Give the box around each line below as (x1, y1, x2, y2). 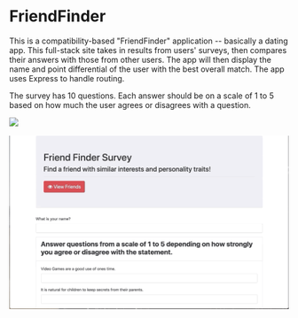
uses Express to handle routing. (9, 73, 125, 83)
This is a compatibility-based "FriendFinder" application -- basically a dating (9, 35, 288, 46)
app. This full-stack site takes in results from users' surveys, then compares (9, 44, 287, 55)
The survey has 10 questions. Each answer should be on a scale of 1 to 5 (9, 90, 275, 101)
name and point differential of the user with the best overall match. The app (9, 64, 286, 74)
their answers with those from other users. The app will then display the (9, 54, 272, 65)
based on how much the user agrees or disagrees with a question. (9, 99, 251, 110)
